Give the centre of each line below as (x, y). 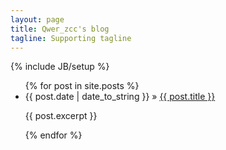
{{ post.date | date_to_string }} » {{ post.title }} (120, 97)
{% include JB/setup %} (60, 67)
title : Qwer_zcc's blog (60, 29)
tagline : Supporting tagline (71, 38)
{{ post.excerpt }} (61, 116)
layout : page (37, 19)
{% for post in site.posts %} (82, 86)
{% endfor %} (53, 135)
